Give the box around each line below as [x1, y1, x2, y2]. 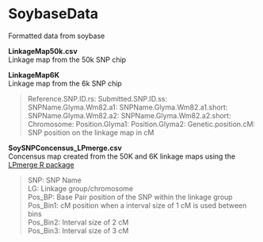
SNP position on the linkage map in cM [27, 128, 154, 137]
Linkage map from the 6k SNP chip [8, 79, 123, 88]
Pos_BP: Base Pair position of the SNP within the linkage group [27, 192, 233, 202]
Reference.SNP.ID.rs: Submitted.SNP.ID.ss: [27, 94, 168, 103]
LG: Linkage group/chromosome [27, 183, 134, 193]
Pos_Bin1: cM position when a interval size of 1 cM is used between [27, 200, 247, 210]
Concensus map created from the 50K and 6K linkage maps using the [8, 152, 236, 161]
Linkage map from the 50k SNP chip [8, 55, 127, 64]
